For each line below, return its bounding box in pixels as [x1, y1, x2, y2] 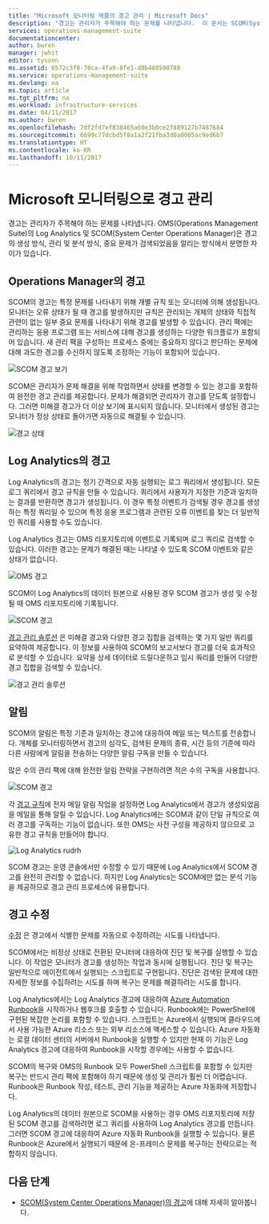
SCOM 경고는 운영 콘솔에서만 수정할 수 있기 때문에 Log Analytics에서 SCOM [8, 861, 250, 871]
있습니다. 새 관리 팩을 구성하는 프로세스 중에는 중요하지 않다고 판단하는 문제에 [16, 338, 259, 347]
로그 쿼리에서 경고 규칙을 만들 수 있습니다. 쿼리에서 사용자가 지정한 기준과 [8, 487, 237, 496]
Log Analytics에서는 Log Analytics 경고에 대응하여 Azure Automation [8, 995, 230, 1004]
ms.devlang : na [8, 79, 59, 87]
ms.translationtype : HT [8, 138, 88, 147]
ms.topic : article [8, 86, 70, 95]
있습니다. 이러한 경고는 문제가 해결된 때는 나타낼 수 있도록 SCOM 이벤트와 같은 [8, 544, 254, 553]
